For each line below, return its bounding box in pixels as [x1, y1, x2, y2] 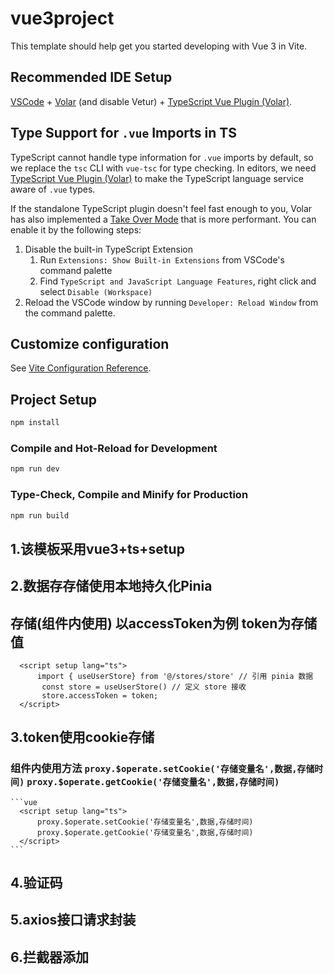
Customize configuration [10, 335, 170, 352]
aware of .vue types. [10, 183, 96, 195]
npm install [10, 418, 60, 428]
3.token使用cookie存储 [10, 729, 155, 746]
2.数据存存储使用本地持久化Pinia [10, 578, 213, 595]
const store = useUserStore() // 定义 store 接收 [41, 682, 247, 692]
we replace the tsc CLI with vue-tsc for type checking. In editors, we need [10, 162, 317, 174]
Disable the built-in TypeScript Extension [24, 243, 194, 255]
